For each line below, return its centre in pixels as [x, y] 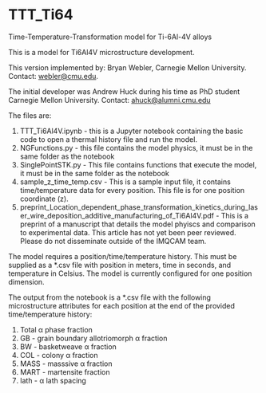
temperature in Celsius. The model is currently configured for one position [130, 273]
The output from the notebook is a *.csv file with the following [110, 297]
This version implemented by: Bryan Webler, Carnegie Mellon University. [127, 67]
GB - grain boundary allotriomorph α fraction [93, 338]
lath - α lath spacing [53, 380]
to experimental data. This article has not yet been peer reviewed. [128, 232]
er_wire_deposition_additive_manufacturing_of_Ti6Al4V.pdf [117, 215]
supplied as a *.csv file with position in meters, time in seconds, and [120, 265]
